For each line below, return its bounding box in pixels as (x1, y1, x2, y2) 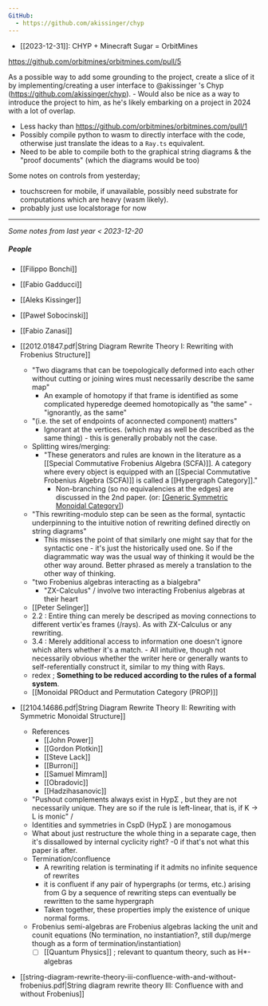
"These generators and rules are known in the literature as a (43, 450, 242, 460)
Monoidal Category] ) (55, 501, 124, 511)
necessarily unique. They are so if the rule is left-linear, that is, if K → (31, 803, 258, 813)
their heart (43, 594, 78, 604)
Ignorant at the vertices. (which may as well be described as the (43, 424, 254, 435)
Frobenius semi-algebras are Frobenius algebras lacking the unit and (31, 922, 258, 932)
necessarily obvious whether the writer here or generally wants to (31, 653, 249, 663)
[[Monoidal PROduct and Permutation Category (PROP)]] (31, 688, 219, 697)
